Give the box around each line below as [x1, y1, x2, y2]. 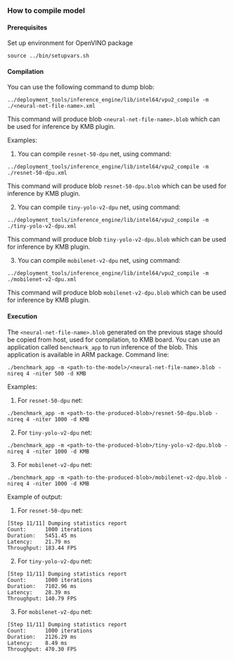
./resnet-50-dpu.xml [7, 170, 68, 177]
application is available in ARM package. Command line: [7, 350, 169, 359]
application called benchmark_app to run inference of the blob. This [7, 342, 198, 351]
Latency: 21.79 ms [7, 538, 71, 545]
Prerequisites [7, 23, 48, 32]
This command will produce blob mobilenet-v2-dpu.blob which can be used [7, 288, 226, 297]
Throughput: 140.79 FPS [7, 594, 77, 602]
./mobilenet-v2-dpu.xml [7, 276, 77, 283]
